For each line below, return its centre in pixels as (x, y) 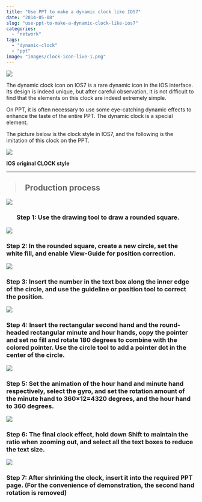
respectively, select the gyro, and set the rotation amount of (96, 391)
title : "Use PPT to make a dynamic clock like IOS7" (74, 12)
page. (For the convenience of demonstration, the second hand (100, 485)
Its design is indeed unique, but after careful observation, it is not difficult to (100, 91)
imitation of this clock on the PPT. (48, 140)
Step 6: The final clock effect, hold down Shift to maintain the (97, 434)
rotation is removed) (37, 493)
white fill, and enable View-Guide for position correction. (91, 253)
